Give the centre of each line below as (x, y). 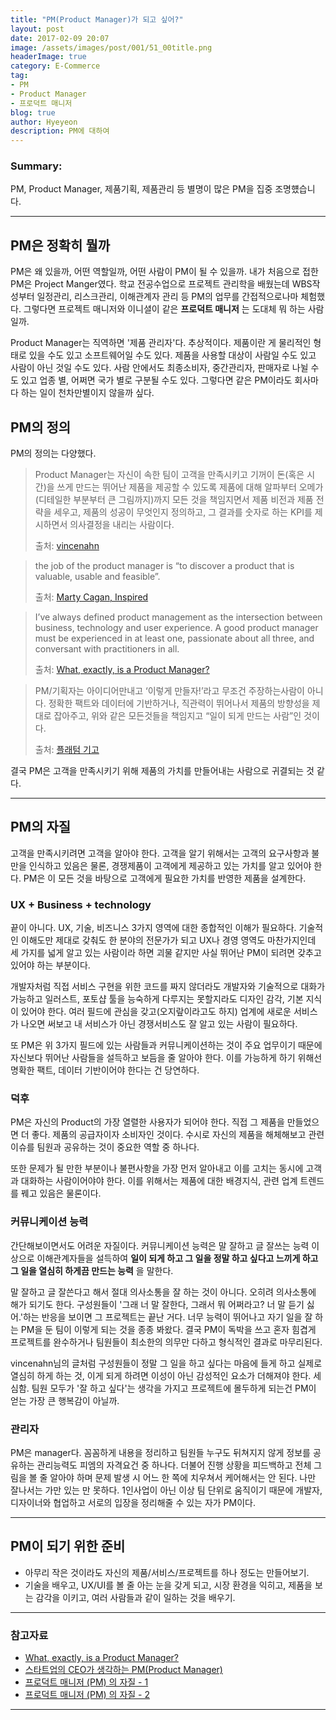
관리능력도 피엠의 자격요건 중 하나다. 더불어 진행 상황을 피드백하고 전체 (174, 1465)
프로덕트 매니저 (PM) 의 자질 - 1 (86, 1682)
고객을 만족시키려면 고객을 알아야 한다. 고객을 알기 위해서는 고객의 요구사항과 (160, 853)
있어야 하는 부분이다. (50, 965)
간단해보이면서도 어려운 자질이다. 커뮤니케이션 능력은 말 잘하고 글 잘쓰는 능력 (160, 1245)
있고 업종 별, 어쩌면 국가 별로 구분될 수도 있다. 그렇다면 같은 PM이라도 (156, 380)
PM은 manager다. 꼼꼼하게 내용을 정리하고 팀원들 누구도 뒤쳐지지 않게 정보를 (160, 1453)
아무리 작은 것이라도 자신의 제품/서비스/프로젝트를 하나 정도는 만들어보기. (167, 1572)
